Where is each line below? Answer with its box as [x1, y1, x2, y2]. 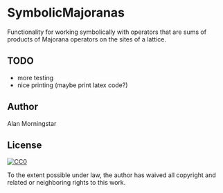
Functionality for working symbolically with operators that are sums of [7, 28, 206, 36]
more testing [17, 73, 54, 82]
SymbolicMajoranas [7, 5, 125, 21]
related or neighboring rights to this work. [7, 178, 126, 187]
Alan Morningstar [7, 119, 57, 127]
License [7, 139, 42, 151]
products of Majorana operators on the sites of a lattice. [7, 35, 166, 43]
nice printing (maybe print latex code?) [17, 81, 128, 89]
